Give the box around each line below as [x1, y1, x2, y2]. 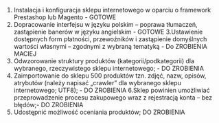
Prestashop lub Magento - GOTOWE [13, 13, 117, 21]
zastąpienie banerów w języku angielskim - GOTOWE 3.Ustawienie [13, 27, 203, 36]
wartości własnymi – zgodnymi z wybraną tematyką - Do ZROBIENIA [13, 43, 207, 50]
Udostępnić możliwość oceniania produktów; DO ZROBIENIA [13, 108, 185, 116]
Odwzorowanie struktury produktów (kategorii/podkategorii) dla [13, 57, 194, 65]
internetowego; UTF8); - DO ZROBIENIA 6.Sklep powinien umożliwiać [13, 86, 211, 94]
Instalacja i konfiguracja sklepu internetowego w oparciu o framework [13, 6, 211, 14]
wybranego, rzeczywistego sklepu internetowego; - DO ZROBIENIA [13, 65, 205, 72]
